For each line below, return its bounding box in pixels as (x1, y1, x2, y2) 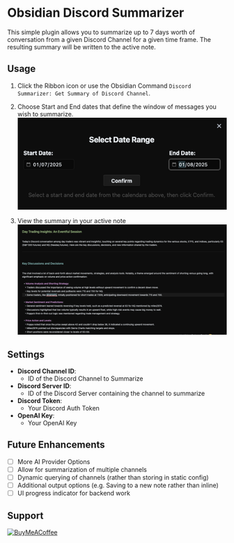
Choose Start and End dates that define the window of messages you (17, 102, 217, 111)
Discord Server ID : (17, 382, 72, 390)
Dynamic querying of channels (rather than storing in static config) (17, 473, 209, 482)
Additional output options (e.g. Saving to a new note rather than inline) (17, 481, 219, 489)
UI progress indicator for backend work (17, 489, 131, 498)
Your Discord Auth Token (27, 404, 100, 413)
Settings (7, 349, 45, 360)
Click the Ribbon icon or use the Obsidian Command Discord (17, 82, 192, 90)
